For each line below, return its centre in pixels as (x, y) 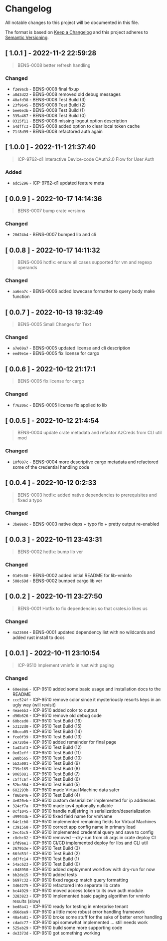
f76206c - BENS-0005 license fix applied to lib (60, 405)
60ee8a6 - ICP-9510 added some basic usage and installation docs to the (86, 689)
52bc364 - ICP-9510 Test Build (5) (46, 785)
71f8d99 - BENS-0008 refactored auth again (58, 132)
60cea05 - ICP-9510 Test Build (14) (47, 731)
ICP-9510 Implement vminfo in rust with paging (66, 665)
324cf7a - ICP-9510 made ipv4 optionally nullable (63, 806)
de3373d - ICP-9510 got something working (56, 933)
